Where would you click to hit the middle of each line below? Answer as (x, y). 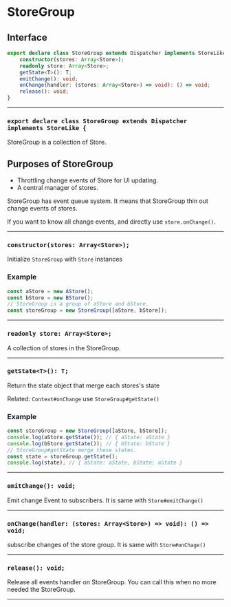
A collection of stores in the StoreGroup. (64, 348)
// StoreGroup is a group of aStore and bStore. (78, 304)
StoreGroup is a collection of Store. (57, 142)
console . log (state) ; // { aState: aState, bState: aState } (95, 463)
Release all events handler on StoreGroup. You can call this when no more (112, 582)
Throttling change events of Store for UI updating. (88, 180)
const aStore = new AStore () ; (51, 291)
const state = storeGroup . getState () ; (63, 456)
